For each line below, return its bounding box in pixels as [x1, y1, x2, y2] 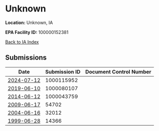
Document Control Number [85, 68, 151, 75]
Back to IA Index [5, 38, 39, 45]
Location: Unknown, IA [5, 19, 53, 25]
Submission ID [45, 68, 81, 75]
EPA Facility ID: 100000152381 [5, 29, 69, 35]
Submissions [5, 53, 47, 62]
